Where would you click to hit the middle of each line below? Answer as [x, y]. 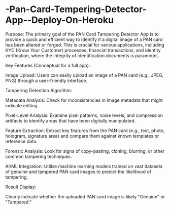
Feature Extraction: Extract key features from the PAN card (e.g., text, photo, [85, 131]
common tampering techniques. [39, 156]
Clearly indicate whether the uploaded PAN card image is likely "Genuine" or [85, 196]
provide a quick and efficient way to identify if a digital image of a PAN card [84, 39]
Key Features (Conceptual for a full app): [48, 65]
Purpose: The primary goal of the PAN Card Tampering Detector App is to [82, 34]
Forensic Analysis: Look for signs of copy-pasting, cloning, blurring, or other [85, 151]
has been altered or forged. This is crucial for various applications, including [85, 45]
